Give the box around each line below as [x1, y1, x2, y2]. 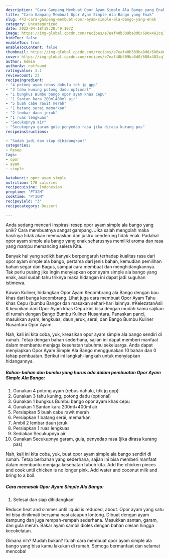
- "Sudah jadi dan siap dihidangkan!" [6, 138, 87, 144]
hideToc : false [6, 36, 38, 41]
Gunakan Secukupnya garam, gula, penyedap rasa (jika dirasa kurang [13, 436, 157, 442]
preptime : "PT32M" [6, 189, 44, 194]
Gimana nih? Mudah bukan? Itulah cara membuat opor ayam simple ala [6, 537, 152, 543]
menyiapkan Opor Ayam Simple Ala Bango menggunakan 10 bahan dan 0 [6, 347, 157, 353]
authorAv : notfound [6, 63, 47, 68]
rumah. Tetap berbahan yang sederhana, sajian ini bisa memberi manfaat [6, 456, 157, 462]
